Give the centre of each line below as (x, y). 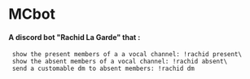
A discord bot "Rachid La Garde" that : (75, 37)
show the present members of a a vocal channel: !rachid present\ (127, 55)
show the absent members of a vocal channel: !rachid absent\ (120, 62)
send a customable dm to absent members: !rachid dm (103, 69)
